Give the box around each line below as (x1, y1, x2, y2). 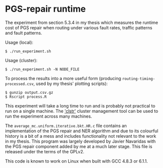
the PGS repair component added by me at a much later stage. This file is (5, 143, 153, 149)
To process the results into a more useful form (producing (5, 75, 122, 81)
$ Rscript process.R (5, 94, 47, 99)
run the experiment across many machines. (5, 113, 92, 119)
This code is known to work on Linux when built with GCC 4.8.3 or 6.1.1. (5, 158, 148, 164)
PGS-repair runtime (5, 3, 86, 15)
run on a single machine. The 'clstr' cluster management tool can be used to (5, 108, 159, 114)
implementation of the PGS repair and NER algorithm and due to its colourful (5, 128, 159, 134)
